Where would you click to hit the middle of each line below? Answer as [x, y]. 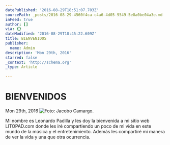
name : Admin [23, 48]
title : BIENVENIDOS [26, 39]
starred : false [21, 57]
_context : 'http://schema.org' [38, 62]
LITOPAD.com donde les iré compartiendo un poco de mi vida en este [78, 126]
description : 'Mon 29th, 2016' [38, 53]
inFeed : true [19, 19]
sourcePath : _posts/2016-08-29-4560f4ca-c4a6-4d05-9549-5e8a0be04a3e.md [84, 15]
